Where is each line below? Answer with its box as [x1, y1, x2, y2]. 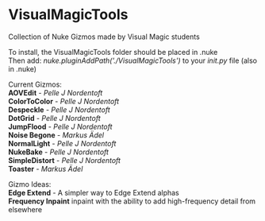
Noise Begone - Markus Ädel [8, 130, 105, 140]
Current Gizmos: [8, 79, 62, 89]
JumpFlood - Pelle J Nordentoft [8, 122, 113, 131]
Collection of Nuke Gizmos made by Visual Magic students [8, 32, 200, 41]
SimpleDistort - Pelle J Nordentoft [8, 155, 121, 165]
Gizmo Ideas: [8, 179, 52, 188]
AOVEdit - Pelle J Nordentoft [8, 87, 103, 97]
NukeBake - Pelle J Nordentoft [8, 147, 109, 157]
